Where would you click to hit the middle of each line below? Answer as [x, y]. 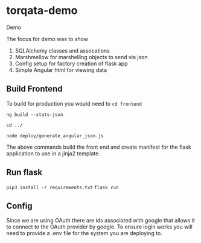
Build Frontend [34, 89]
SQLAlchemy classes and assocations [62, 50]
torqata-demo [42, 11]
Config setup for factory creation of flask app [71, 63]
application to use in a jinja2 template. [53, 153]
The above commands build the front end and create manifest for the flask [99, 147]
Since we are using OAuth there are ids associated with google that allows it [101, 221]
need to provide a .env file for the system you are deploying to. [85, 233]
